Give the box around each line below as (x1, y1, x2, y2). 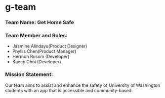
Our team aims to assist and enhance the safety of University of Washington (5, 82, 161, 88)
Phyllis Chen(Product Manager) (12, 49, 77, 54)
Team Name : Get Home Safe (5, 19, 74, 26)
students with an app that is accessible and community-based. (5, 87, 133, 93)
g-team (5, 1, 36, 13)
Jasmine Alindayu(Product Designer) (12, 43, 87, 49)
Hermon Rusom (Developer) (12, 53, 70, 60)
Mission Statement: (5, 71, 53, 78)
